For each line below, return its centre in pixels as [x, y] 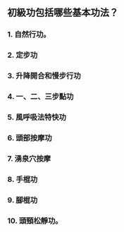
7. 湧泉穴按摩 [29, 159]
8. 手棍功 [23, 179]
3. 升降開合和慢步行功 [44, 76]
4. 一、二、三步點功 [41, 97]
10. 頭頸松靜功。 [35, 221]
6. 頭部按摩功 [30, 138]
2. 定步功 [23, 55]
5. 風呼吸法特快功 [37, 117]
